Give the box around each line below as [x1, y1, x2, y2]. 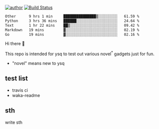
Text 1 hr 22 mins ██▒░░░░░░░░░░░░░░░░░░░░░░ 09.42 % [5, 23, 139, 28]
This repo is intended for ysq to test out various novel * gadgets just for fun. [5, 50, 155, 57]
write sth [5, 119, 23, 125]
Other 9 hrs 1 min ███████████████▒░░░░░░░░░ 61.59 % [5, 14, 139, 19]
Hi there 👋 [5, 41, 25, 47]
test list [5, 74, 28, 82]
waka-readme [12, 92, 40, 98]
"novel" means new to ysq [12, 61, 65, 66]
